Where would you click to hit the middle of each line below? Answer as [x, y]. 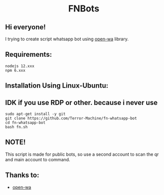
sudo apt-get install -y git [35, 114]
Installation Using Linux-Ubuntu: [57, 86]
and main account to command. [38, 159]
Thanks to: [22, 175]
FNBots [84, 9]
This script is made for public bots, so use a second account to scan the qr [82, 154]
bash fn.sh [16, 127]
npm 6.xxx [15, 70]
